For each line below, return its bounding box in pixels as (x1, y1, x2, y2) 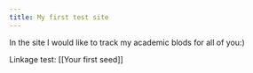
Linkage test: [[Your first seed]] (9, 54, 124, 64)
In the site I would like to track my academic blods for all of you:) (9, 37, 246, 47)
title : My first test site (9, 12, 109, 22)
